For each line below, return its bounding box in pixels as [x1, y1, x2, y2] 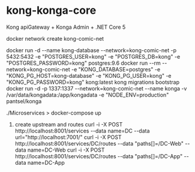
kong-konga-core [6, 4, 97, 17]
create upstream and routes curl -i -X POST [14, 120, 123, 128]
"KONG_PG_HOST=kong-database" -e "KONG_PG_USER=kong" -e [6, 72, 172, 79]
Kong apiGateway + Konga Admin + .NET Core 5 [6, 23, 126, 31]
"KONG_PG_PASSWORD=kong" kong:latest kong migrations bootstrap [6, 79, 180, 86]
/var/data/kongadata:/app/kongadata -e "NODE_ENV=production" [6, 91, 169, 98]
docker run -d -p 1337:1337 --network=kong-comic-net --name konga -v [6, 85, 187, 92]
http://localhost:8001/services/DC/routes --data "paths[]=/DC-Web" [14, 140, 184, 147]
